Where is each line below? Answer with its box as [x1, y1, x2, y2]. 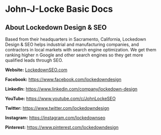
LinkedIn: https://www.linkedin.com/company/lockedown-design [5, 86, 138, 92]
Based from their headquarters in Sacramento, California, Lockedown [5, 36, 147, 42]
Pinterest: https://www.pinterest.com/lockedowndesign [5, 125, 119, 130]
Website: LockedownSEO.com [5, 67, 68, 73]
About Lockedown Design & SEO [5, 23, 107, 32]
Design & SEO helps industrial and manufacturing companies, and [5, 42, 139, 47]
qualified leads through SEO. [5, 57, 63, 63]
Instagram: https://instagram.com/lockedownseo [5, 115, 106, 121]
